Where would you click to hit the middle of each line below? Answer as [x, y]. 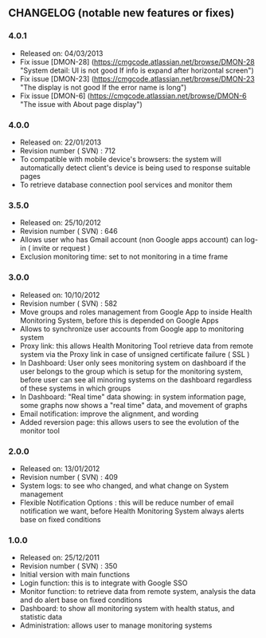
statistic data [41, 617]
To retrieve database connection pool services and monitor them [126, 184]
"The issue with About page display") [81, 104]
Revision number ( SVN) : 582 [68, 303]
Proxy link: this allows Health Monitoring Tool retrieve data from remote [136, 346]
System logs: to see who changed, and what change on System [124, 485]
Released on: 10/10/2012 [60, 295]
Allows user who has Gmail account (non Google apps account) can [131, 240]
